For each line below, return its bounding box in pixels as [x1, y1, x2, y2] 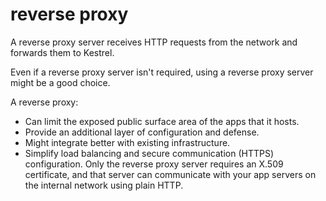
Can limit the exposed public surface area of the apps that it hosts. [24, 115, 300, 127]
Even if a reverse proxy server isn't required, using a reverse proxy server [10, 66, 314, 78]
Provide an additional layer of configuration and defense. [24, 126, 260, 138]
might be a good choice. [10, 76, 111, 88]
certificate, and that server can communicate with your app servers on [24, 168, 317, 180]
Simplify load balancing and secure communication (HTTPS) [24, 147, 274, 159]
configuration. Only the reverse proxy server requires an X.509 [24, 158, 284, 170]
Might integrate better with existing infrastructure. [24, 136, 231, 148]
